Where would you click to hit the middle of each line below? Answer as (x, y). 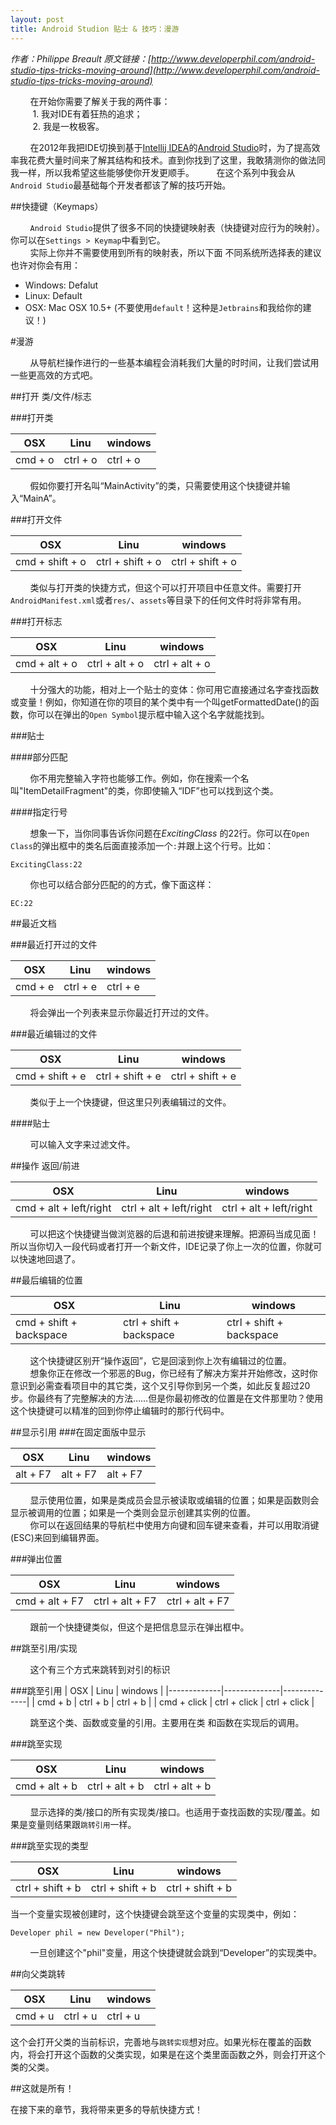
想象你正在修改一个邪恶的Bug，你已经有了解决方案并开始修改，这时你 (173, 1373)
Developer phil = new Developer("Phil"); (98, 1932)
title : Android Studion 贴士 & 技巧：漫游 (95, 29)
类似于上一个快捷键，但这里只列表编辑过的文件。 (130, 1102)
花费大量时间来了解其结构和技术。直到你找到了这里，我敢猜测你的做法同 (176, 160)
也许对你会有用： (45, 265)
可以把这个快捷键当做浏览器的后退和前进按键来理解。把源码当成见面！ (174, 1233)
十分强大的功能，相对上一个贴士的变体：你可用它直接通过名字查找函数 (174, 689)
